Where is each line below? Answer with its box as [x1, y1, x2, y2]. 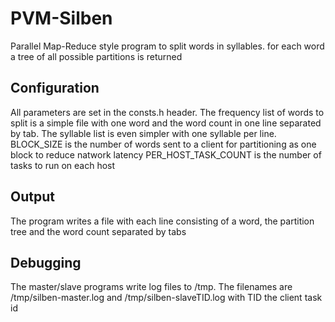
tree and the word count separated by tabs [10, 225, 187, 237]
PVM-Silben [10, 7, 113, 30]
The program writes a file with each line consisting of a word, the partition [10, 215, 315, 227]
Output [10, 188, 55, 206]
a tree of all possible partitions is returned [10, 50, 183, 62]
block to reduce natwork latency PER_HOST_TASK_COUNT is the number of [10, 148, 322, 161]
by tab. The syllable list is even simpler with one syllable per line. [10, 127, 277, 139]
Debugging [10, 254, 82, 271]
